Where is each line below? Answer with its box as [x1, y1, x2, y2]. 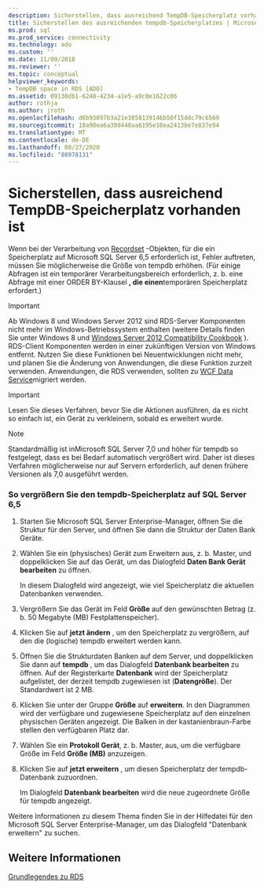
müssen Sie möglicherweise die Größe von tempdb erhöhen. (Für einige [8, 261, 241, 270]
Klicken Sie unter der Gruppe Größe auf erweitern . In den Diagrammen [19, 700, 250, 709]
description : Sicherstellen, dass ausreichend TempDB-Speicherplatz [8, 11, 237, 20]
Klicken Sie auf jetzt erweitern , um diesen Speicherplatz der [19, 765, 218, 774]
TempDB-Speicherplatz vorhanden [8, 202, 241, 219]
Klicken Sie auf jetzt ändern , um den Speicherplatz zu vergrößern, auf [19, 628, 250, 638]
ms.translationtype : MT [8, 128, 86, 136]
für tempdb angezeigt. [19, 796, 92, 806]
